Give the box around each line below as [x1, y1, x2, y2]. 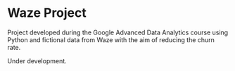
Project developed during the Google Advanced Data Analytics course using [7, 28, 229, 37]
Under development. [7, 56, 67, 65]
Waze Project [7, 5, 87, 21]
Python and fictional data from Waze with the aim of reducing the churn [7, 35, 215, 44]
